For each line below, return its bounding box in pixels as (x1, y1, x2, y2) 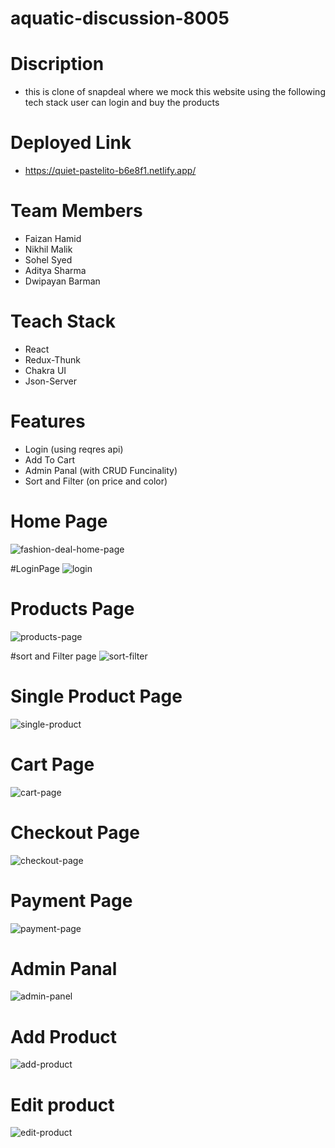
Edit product (10, 1093, 115, 1116)
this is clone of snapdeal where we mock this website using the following (24, 86, 326, 98)
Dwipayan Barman (24, 275, 101, 287)
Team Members (10, 200, 143, 222)
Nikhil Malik (24, 243, 73, 255)
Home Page (10, 510, 108, 533)
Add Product (10, 1025, 118, 1048)
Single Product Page (10, 685, 183, 707)
